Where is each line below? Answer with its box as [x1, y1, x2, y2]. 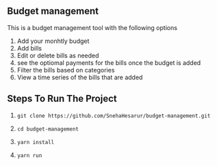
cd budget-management [16, 126, 79, 133]
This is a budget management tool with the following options [7, 23, 178, 31]
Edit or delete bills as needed [16, 51, 99, 59]
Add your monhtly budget [16, 37, 90, 45]
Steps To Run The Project [7, 93, 118, 105]
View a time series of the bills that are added [16, 73, 143, 81]
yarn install [16, 139, 55, 146]
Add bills [16, 44, 42, 52]
